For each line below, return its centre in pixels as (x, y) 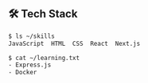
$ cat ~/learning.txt (44, 58)
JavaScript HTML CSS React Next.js (74, 43)
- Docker (23, 73)
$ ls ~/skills (32, 36)
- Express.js (30, 65)
